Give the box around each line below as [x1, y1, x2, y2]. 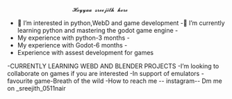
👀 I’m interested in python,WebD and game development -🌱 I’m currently [17, 19, 225, 27]
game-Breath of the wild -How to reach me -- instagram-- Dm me [34, 77, 222, 85]
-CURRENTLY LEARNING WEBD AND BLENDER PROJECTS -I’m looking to [7, 62, 219, 70]
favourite [7, 77, 33, 85]
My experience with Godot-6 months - [17, 41, 128, 49]
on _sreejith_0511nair [7, 84, 66, 92]
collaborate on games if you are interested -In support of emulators [7, 70, 200, 77]
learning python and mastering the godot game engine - [17, 26, 179, 34]
